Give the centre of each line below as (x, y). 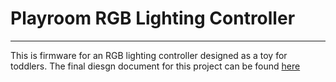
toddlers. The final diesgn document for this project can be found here (155, 66)
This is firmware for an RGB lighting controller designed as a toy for (149, 55)
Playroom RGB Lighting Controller (153, 18)
